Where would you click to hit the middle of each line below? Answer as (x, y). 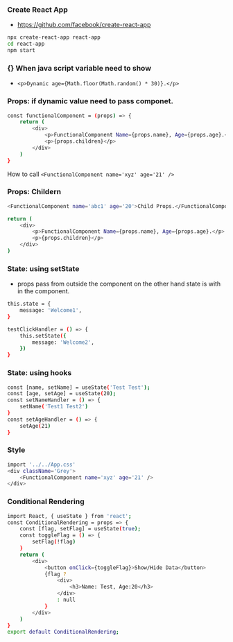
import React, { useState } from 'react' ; (69, 516)
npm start (21, 51)
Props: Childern (34, 192)
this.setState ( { (43, 336)
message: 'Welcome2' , (63, 342)
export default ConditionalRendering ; (63, 632)
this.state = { (29, 304)
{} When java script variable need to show (79, 68)
